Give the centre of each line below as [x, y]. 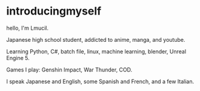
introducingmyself [54, 11]
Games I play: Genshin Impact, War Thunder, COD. [69, 69]
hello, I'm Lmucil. [28, 28]
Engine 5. [18, 58]
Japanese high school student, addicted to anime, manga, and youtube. [96, 39]
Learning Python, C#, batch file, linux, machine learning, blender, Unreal [96, 51]
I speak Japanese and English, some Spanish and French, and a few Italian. [100, 81]
